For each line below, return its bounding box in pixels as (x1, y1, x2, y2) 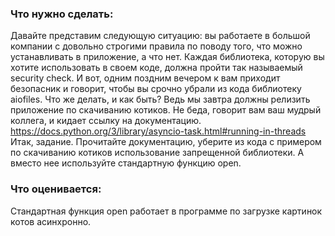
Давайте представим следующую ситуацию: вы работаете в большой (10, 30, 311, 42)
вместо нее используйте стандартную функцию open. (10, 157, 242, 169)
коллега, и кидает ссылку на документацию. (10, 115, 202, 127)
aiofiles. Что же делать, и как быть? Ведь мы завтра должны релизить (10, 93, 311, 106)
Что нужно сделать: (10, 7, 114, 21)
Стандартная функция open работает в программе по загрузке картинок (10, 205, 323, 217)
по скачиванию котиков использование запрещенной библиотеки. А (10, 147, 305, 159)
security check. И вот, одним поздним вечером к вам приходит (10, 72, 281, 84)
